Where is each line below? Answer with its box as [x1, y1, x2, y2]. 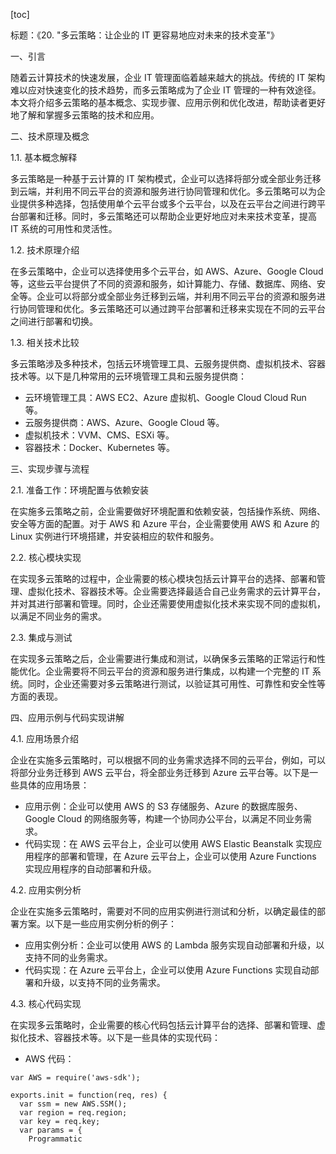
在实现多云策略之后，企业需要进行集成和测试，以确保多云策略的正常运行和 [10, 653, 317, 664]
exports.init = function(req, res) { [10, 1090, 168, 1100]
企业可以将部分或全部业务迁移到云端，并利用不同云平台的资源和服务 [36, 290, 317, 302]
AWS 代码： [24, 1053, 75, 1064]
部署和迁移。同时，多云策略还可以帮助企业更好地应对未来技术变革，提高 [18, 210, 317, 222]
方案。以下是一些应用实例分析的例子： [18, 918, 177, 929]
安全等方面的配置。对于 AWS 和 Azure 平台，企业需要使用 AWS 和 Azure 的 [10, 518, 320, 529]
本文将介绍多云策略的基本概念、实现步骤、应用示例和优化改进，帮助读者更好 [10, 97, 326, 108]
